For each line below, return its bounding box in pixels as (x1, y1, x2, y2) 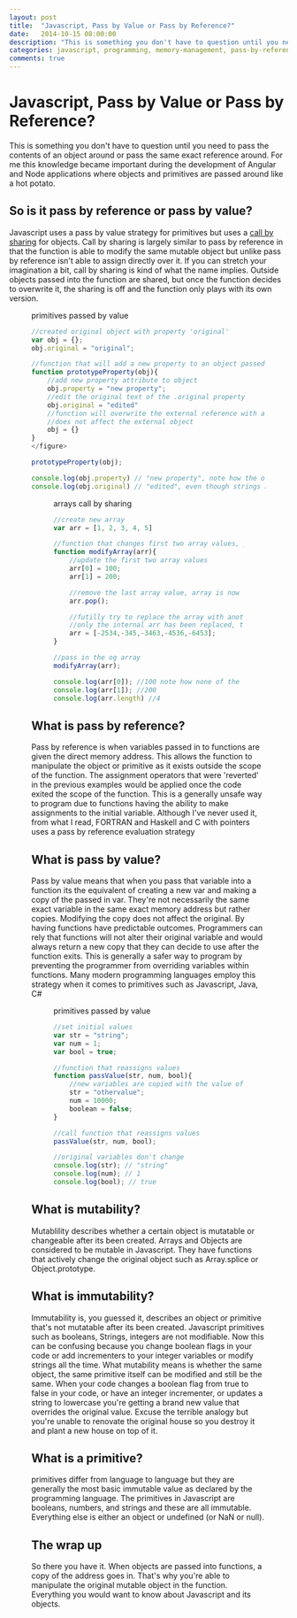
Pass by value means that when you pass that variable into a (31, 875, 252, 886)
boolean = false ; (69, 1104, 133, 1113)
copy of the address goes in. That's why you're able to (31, 1570, 230, 1581)
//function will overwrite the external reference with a (47, 409, 265, 418)
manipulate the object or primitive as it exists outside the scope (31, 760, 262, 771)
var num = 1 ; (53, 1039, 102, 1048)
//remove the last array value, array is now (69, 588, 240, 597)
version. (9, 293, 39, 304)
